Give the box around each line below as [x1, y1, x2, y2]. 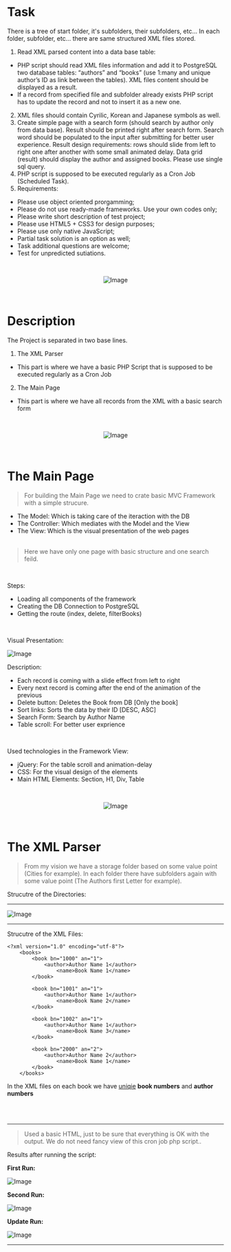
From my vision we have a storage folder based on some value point [23, 862, 218, 870]
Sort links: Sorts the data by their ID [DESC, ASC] [16, 705, 157, 714]
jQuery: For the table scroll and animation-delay [16, 760, 153, 768]
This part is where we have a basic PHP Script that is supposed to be [16, 363, 213, 371]
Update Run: [7, 1217, 43, 1225]
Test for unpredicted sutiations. [16, 249, 107, 257]
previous [16, 690, 43, 699]
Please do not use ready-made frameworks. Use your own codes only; [16, 205, 218, 213]
